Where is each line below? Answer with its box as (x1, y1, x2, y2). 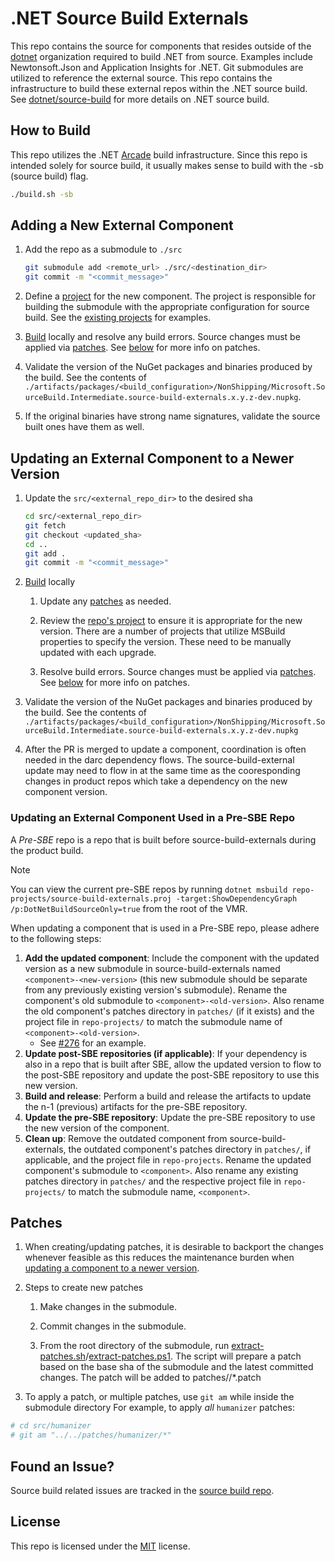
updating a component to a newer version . (24, 1262, 200, 1274)
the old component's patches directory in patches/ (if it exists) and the (24, 1005, 315, 1017)
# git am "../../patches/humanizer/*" (10, 1430, 172, 1441)
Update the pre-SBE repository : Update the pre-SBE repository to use (24, 1111, 316, 1123)
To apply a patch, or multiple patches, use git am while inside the (24, 1391, 295, 1403)
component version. (24, 786, 108, 798)
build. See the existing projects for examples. (24, 312, 212, 324)
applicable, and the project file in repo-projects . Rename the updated (24, 1153, 312, 1166)
